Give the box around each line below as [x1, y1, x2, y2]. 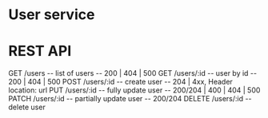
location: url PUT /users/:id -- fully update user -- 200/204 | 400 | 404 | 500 [8, 85, 261, 95]
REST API [8, 42, 72, 61]
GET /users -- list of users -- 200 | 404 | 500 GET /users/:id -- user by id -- [8, 69, 258, 78]
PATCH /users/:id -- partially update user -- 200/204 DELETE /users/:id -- [8, 94, 252, 104]
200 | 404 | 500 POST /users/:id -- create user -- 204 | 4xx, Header [8, 77, 234, 87]
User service [8, 6, 95, 24]
